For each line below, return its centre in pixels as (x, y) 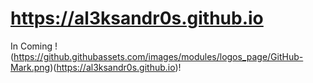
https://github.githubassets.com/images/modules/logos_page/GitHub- (158, 56)
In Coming (31, 46)
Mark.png (30, 67)
